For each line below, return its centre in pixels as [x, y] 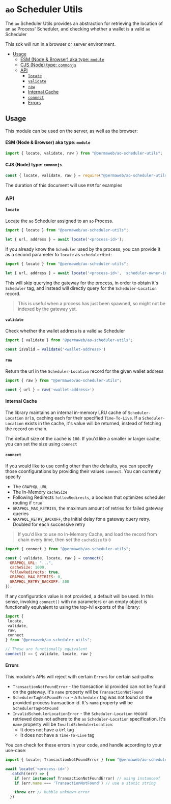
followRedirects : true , [35, 572]
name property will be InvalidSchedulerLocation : [63, 724]
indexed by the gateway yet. [47, 309]
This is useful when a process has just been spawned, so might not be [92, 303]
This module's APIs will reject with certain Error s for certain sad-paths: [80, 677]
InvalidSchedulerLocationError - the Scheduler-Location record [80, 713]
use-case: [16, 751]
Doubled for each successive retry [49, 524]
